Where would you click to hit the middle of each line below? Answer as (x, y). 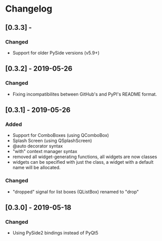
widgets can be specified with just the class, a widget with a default (83, 162)
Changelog (29, 9)
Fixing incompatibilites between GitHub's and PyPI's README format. (85, 94)
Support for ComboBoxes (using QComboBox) (61, 135)
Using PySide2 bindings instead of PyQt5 (55, 233)
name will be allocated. (36, 168)
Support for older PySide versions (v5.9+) (56, 53)
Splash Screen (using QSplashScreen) (52, 141)
